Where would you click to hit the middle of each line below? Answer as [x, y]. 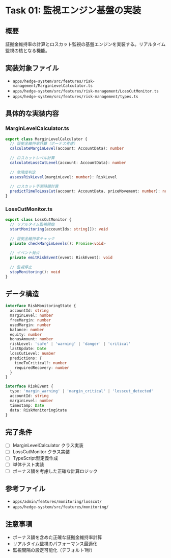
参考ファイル [25, 489]
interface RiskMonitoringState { [41, 306]
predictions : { [26, 358]
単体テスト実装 [28, 464]
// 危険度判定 [23, 172]
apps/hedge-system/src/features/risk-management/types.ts [75, 97]
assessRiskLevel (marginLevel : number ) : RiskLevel [63, 177]
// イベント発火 [25, 253]
